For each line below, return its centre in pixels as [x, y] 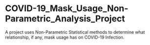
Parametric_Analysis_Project [65, 19]
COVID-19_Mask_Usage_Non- [67, 8]
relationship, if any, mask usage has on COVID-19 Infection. [65, 37]
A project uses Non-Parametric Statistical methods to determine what [75, 32]
